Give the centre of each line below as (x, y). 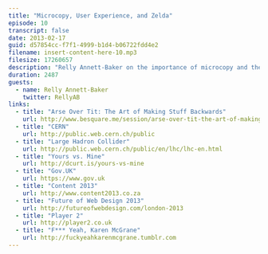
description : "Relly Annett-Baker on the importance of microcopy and (128, 68)
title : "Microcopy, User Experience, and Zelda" (91, 16)
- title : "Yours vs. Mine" (60, 156)
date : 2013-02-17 (37, 38)
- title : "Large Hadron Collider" (73, 141)
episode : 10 (28, 23)
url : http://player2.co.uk (67, 223)
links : (19, 104)
